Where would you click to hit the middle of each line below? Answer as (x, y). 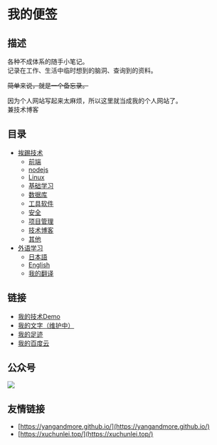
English (39, 265)
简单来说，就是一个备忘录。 (48, 85)
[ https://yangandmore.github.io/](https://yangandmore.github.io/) (113, 426)
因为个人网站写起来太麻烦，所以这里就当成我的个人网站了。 (95, 101)
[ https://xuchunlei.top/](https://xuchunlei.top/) (85, 434)
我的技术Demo (39, 316)
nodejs (38, 169)
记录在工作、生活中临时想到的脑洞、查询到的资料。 (82, 70)
